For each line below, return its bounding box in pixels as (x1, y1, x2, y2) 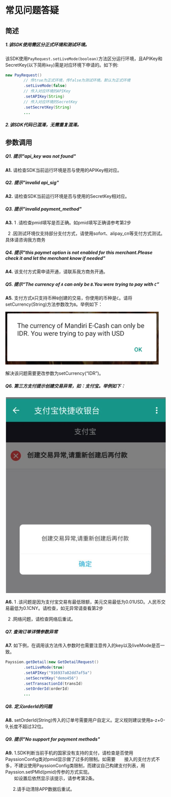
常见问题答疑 (5, 5, 60, 16)
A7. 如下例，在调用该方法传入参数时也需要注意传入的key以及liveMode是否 (5, 642, 160, 648)
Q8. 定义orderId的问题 (5, 703, 52, 710)
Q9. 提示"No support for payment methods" (5, 736, 100, 742)
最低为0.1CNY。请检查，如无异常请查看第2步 (9, 605, 103, 611)
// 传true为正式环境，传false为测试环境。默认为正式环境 (23, 78, 131, 83)
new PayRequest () (5, 72, 42, 78)
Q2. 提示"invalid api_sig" (5, 180, 60, 186)
